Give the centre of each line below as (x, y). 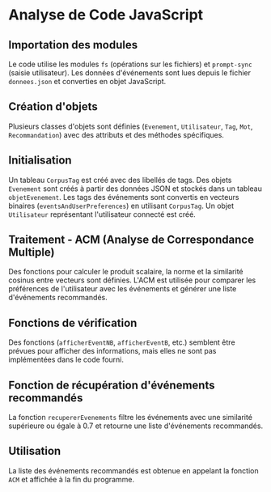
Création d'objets (53, 107)
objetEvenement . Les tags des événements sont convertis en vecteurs (124, 197)
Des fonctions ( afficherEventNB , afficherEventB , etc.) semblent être (122, 342)
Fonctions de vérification (73, 322)
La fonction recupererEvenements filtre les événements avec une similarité (131, 418)
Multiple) (32, 252)
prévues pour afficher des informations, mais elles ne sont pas (112, 351)
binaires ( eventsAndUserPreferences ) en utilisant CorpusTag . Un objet (121, 206)
